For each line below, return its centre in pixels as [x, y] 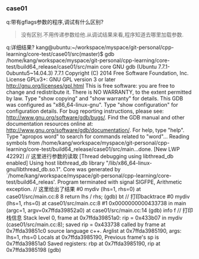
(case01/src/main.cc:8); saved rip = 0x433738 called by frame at [86, 224]
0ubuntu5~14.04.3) [30, 73]
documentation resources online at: [50, 124]
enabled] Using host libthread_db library [55, 163]
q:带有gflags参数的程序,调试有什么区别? [55, 22]
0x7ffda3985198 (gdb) [34, 250]
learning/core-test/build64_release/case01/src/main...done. [80, 149]
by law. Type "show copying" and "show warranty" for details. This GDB [95, 98]
